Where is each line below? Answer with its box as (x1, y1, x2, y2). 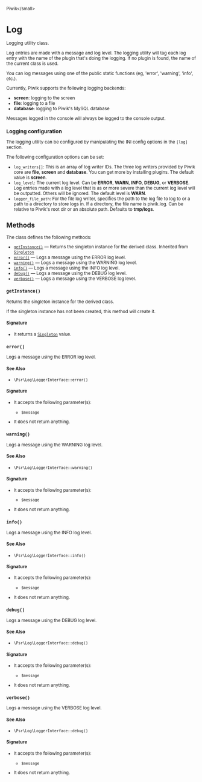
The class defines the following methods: (6, 234, 92, 240)
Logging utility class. (6, 40, 49, 47)
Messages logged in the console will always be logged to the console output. (6, 115, 166, 121)
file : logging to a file (13, 100, 55, 106)
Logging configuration (6, 128, 62, 134)
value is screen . (13, 174, 47, 181)
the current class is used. (6, 61, 59, 67)
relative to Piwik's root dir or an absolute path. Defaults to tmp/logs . (13, 206, 155, 212)
